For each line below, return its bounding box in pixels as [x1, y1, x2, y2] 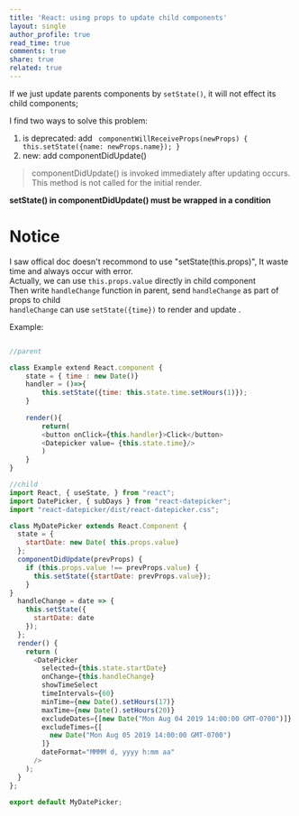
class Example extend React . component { [9, 362, 164, 372]
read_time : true [9, 38, 70, 48]
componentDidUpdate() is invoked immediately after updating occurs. [31, 168, 291, 179]
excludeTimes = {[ [41, 722, 103, 731]
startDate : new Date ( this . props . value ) [25, 538, 179, 547]
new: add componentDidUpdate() [22, 150, 147, 160]
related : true [9, 64, 63, 73]
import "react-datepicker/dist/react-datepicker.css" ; [9, 505, 220, 514]
